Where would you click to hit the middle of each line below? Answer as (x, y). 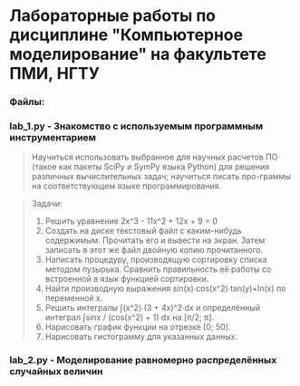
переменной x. (74, 298)
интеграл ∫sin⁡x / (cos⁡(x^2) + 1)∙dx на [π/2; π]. (130, 317)
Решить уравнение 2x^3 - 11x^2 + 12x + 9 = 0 (131, 221)
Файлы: (27, 102)
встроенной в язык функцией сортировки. (127, 279)
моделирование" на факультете (138, 54)
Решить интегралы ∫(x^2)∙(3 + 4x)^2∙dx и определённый (153, 308)
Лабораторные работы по (112, 16)
